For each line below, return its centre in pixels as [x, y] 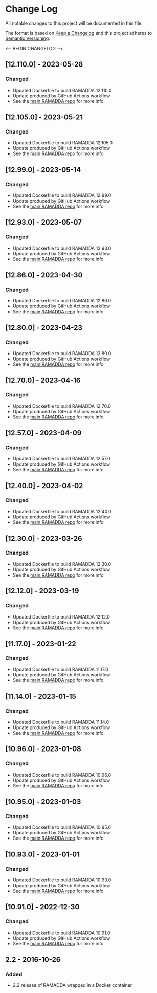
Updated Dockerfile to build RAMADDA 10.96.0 [62, 775]
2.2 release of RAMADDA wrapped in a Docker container [72, 985]
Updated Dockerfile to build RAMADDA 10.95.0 [62, 827]
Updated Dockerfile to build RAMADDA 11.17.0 [60, 669]
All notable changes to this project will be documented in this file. [74, 23]
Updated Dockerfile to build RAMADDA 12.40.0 [62, 512]
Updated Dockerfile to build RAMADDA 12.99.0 [62, 195]
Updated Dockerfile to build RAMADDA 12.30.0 [62, 564]
